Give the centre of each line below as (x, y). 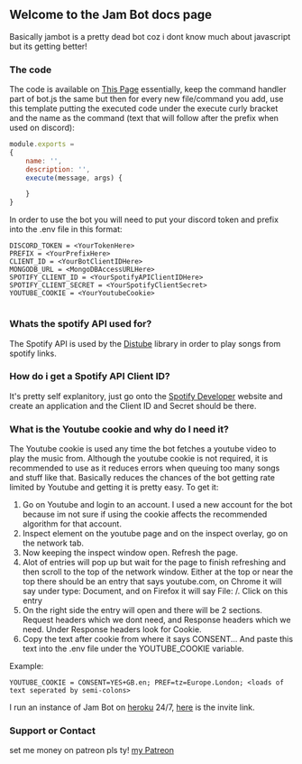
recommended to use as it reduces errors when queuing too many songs (145, 468)
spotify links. (33, 353)
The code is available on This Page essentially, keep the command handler (148, 89)
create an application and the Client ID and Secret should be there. (133, 405)
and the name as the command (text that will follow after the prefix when (144, 118)
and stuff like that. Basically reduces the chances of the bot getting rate (142, 478)
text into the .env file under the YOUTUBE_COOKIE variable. (133, 648)
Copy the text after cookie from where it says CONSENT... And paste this (158, 639)
